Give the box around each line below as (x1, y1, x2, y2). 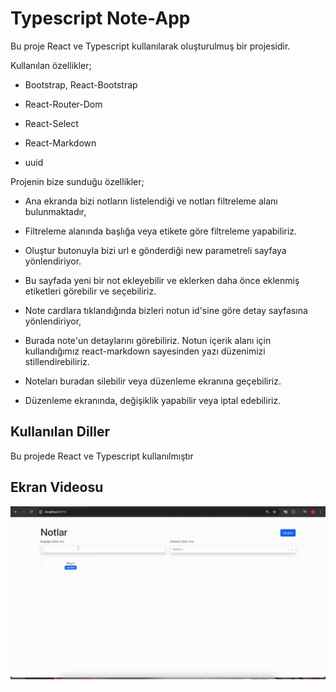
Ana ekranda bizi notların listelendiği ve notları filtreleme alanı (24, 195, 278, 207)
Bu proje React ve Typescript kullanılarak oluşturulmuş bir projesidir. (10, 40, 291, 52)
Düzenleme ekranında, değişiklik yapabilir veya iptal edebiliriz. (24, 394, 282, 406)
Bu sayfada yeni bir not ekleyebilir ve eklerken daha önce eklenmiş (24, 274, 300, 286)
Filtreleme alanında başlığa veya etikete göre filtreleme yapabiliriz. (24, 225, 298, 237)
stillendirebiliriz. (24, 355, 90, 367)
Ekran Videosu (10, 479, 104, 496)
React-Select (24, 117, 79, 129)
